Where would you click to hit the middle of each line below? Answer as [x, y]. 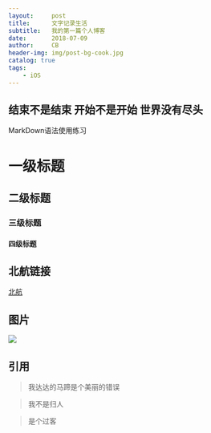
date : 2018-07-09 [48, 38]
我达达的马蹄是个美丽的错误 [74, 386]
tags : [17, 68]
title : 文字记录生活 [48, 23]
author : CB [34, 46]
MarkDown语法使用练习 [47, 131]
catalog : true [32, 61]
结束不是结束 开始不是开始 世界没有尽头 [105, 110]
